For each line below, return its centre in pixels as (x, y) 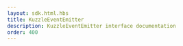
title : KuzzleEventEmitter (46, 20)
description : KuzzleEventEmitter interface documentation (91, 26)
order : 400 (23, 32)
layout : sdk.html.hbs (38, 13)
